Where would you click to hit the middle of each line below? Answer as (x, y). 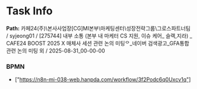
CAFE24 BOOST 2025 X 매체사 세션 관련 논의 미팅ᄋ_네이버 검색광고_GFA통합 (98, 43)
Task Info (29, 11)
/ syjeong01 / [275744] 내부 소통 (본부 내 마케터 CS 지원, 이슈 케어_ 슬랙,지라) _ (99, 36)
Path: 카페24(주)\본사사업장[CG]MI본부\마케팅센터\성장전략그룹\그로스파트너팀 (98, 28)
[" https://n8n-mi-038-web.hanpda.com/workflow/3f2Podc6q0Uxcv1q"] (103, 79)
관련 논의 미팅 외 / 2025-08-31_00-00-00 (56, 50)
